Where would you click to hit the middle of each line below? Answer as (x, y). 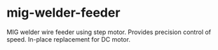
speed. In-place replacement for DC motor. (69, 39)
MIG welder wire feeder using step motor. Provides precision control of (109, 32)
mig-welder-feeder (63, 13)
